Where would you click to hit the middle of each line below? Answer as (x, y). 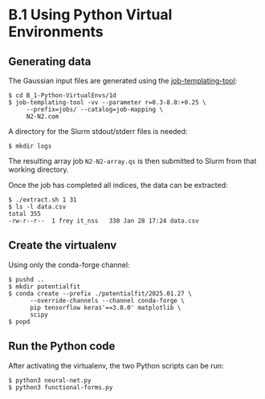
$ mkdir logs (30, 146)
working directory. (39, 169)
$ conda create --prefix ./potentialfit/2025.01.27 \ (100, 293)
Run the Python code (62, 346)
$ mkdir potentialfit (45, 287)
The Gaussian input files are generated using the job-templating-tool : (123, 81)
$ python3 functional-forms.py (61, 387)
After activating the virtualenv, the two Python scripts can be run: (116, 365)
